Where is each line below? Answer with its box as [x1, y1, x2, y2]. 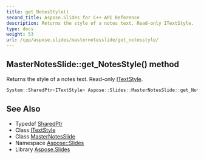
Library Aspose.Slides [15, 146, 70, 153]
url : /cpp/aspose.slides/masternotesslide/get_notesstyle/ [6, 37, 159, 43]
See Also [6, 104, 41, 114]
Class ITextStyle [15, 126, 56, 134]
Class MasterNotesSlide [15, 132, 76, 140]
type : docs [6, 25, 34, 32]
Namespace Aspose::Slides [15, 139, 84, 146]
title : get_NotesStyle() [6, 8, 69, 15]
